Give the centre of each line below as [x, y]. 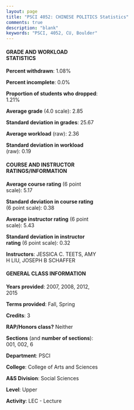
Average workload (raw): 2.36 [43, 134]
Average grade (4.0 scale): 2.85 [45, 111]
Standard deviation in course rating [50, 201]
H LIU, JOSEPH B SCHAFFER [41, 260]
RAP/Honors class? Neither [40, 326]
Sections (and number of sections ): [50, 338]
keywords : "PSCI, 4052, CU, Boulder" [52, 33]
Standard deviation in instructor [45, 237]
